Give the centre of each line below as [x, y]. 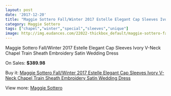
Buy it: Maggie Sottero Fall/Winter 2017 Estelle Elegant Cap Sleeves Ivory [82, 73]
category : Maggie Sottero [33, 24]
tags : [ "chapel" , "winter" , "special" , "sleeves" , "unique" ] [67, 29]
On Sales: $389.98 [25, 63]
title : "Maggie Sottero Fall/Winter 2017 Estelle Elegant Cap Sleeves [82, 19]
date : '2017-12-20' [26, 15]
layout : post [19, 10]
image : [12, 33]
